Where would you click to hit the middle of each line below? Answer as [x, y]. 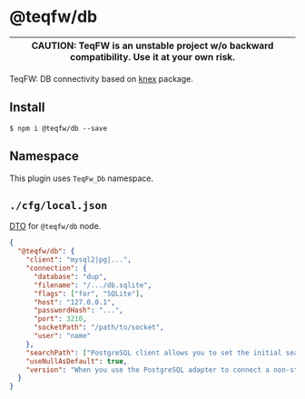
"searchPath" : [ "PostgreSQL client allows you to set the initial [154, 353]
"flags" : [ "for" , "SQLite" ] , [89, 294]
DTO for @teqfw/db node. [55, 226]
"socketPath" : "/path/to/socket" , [99, 328]
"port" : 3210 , [60, 319]
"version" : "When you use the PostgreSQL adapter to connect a [148, 370]
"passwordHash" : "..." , [79, 311]
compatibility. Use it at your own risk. [152, 56]
